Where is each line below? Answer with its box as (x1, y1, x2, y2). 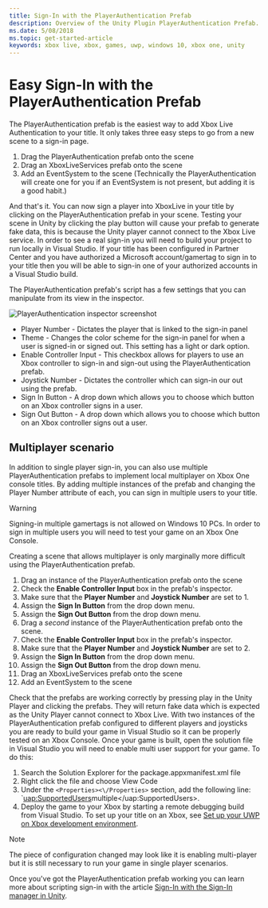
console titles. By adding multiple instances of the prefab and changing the (9, 479, 256, 489)
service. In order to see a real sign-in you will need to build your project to (9, 235, 252, 245)
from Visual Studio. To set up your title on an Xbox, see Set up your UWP (20, 810, 260, 820)
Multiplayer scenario (9, 441, 115, 454)
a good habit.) (20, 186, 67, 196)
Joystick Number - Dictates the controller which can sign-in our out (20, 375, 243, 385)
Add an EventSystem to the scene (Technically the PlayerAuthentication (20, 169, 257, 178)
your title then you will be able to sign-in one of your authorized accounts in (9, 261, 258, 270)
